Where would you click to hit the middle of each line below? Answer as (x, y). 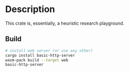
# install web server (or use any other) (49, 51)
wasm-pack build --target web (37, 60)
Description (30, 9)
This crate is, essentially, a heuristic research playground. (65, 23)
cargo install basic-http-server (40, 55)
